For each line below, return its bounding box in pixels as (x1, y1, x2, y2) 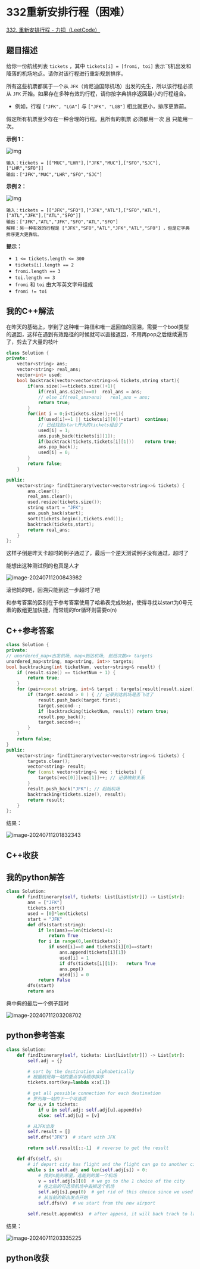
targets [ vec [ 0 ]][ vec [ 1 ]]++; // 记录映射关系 (37, 775, 145, 781)
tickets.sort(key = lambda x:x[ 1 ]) (27, 1079, 111, 1085)
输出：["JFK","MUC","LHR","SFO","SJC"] (6, 171, 102, 178)
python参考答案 (6, 1031, 65, 1041)
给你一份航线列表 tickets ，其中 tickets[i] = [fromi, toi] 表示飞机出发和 (6, 62, 192, 69)
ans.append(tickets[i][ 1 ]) (59, 950, 127, 955)
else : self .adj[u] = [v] (37, 1112, 100, 1118)
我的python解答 (6, 873, 65, 883)
